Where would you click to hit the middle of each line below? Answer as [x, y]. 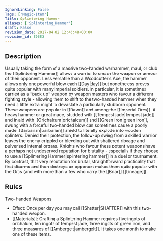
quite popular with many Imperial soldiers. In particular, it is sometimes [76, 89]
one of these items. [31, 234]
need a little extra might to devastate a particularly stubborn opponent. [76, 104]
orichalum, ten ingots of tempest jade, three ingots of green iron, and [81, 223]
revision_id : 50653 [25, 37]
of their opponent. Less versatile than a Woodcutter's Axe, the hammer [76, 78]
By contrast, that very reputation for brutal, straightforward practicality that [80, 161]
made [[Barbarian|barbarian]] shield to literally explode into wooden [73, 130]
